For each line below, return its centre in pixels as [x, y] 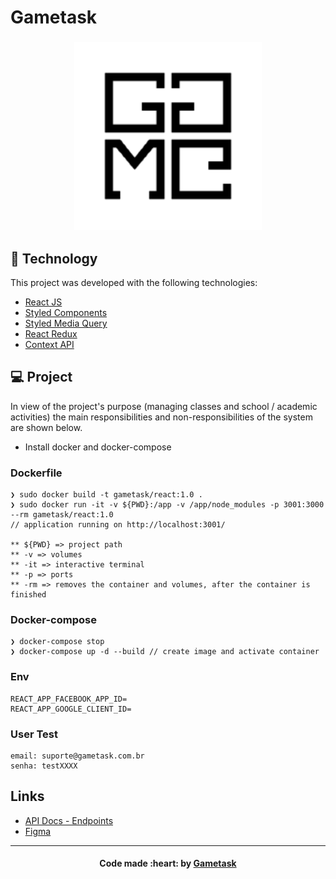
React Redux [51, 333]
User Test [34, 734]
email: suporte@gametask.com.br [77, 756]
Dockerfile [36, 473]
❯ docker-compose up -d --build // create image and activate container [165, 652]
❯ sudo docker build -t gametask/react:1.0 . [106, 495]
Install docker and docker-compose [98, 447]
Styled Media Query [66, 323]
